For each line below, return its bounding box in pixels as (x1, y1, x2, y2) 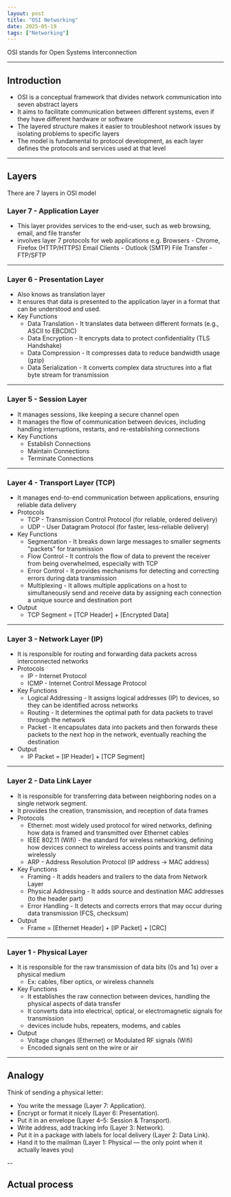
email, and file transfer (16, 229, 81, 238)
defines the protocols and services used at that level (16, 144, 166, 152)
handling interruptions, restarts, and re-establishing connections (16, 424, 200, 433)
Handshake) (27, 342, 62, 350)
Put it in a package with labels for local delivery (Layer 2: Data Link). (16, 1131, 210, 1139)
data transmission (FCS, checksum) (27, 909, 129, 917)
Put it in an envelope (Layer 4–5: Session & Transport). (16, 1116, 172, 1124)
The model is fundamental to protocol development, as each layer (16, 137, 204, 145)
